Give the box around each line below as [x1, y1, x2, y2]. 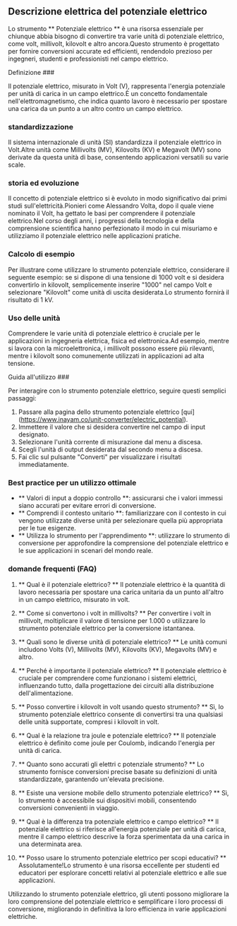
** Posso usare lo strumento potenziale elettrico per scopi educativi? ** [18, 853, 226, 862]
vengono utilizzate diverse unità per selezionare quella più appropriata [18, 516, 223, 525]
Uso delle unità [8, 313, 61, 323]
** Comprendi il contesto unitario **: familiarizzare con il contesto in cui [18, 509, 226, 518]
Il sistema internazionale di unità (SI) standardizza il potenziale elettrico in [8, 138, 221, 147]
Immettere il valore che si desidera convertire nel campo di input [18, 423, 206, 431]
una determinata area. [18, 840, 83, 848]
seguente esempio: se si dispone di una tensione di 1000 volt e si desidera [8, 273, 224, 281]
